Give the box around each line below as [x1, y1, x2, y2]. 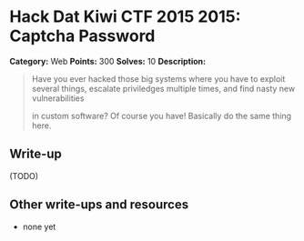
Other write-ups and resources [9, 197, 189, 213]
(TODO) [9, 170, 39, 181]
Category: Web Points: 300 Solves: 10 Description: [9, 55, 207, 66]
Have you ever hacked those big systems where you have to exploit [31, 73, 286, 84]
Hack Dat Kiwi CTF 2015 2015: [9, 6, 241, 27]
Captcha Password [9, 25, 156, 46]
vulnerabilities [31, 93, 85, 104]
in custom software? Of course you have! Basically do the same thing [31, 110, 292, 121]
